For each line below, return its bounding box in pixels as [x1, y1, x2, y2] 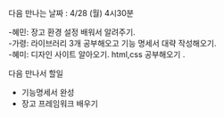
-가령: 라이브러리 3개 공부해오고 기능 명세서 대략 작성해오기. [8, 38, 217, 48]
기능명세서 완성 [21, 88, 75, 97]
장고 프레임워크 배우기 [21, 98, 99, 109]
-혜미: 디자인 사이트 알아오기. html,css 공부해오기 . [8, 49, 186, 60]
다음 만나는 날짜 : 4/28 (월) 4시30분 [8, 8, 135, 18]
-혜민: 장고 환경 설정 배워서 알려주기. [8, 27, 136, 38]
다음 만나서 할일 [8, 68, 64, 79]
